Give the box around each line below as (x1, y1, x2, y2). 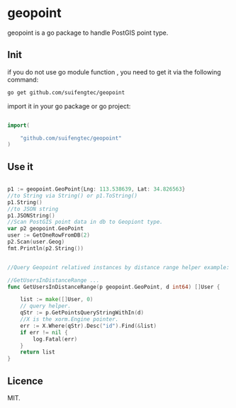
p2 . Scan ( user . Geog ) (7, 239, 65, 246)
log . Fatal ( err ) (33, 335, 78, 343)
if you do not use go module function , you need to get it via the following (7, 67, 221, 76)
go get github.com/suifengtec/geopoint (7, 89, 125, 96)
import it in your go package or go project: (7, 101, 131, 110)
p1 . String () (7, 198, 43, 206)
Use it (7, 161, 33, 173)
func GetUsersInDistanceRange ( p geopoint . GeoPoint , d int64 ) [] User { (7, 283, 220, 290)
